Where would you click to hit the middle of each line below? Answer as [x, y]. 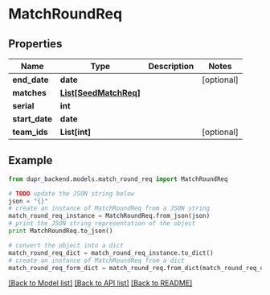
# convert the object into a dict [66, 245]
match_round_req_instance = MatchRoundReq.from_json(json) [109, 216]
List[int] [75, 132]
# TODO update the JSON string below [72, 194]
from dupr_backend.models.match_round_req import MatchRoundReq [118, 179]
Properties [35, 44]
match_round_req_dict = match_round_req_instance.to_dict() [111, 253]
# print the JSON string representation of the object [102, 223]
